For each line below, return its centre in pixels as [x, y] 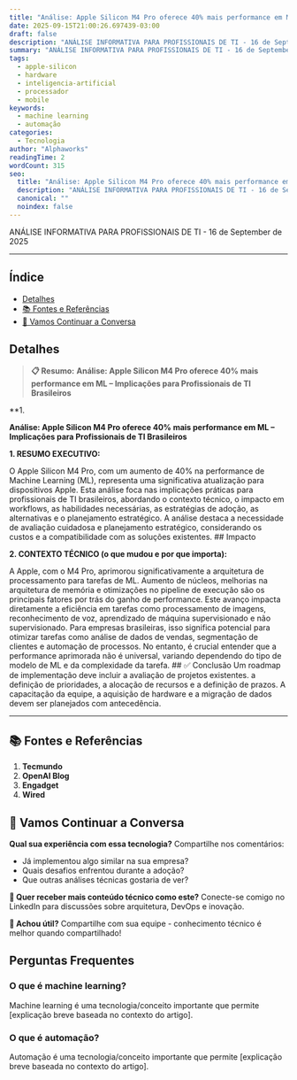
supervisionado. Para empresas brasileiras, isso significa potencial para [140, 628]
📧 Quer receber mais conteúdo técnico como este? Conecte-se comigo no [147, 897]
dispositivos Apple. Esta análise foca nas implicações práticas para [131, 490]
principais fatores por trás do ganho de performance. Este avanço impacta [145, 599]
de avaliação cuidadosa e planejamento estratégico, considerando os [136, 528]
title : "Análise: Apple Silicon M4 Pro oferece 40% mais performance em [146, 17]
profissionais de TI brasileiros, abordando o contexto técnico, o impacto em [147, 499]
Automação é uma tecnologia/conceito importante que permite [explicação [146, 1057]
